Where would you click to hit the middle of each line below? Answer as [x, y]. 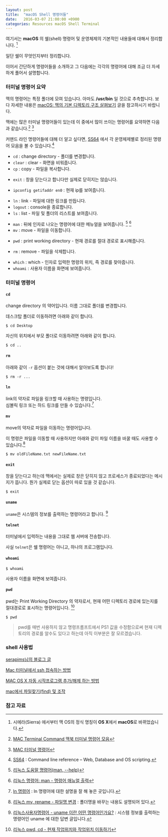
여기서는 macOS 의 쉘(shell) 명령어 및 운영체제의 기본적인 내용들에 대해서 [78, 39]
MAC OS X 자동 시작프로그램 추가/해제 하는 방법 [52, 680]
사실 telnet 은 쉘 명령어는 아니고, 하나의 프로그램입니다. [60, 547]
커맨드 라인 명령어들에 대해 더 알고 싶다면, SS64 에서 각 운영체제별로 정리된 [79, 139]
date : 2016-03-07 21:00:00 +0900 [43, 19]
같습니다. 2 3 [22, 128]
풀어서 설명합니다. [32, 73]
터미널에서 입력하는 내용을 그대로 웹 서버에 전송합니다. [58, 536]
